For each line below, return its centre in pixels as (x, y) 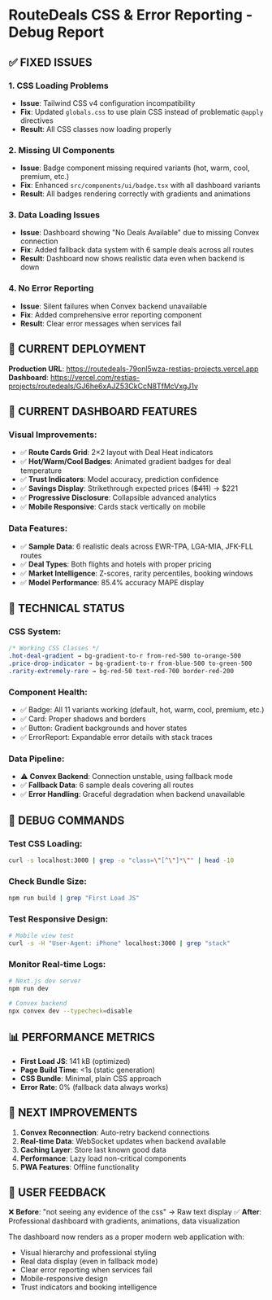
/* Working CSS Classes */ (54, 649)
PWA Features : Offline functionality (80, 1166)
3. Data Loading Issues (54, 215)
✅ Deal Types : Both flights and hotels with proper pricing (116, 564)
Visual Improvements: (53, 435)
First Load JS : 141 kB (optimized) (75, 1061)
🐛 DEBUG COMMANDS (67, 820)
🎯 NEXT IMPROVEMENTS (73, 1113)
